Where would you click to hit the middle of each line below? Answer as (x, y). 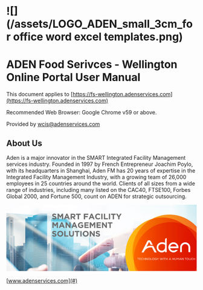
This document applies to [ (40, 94)
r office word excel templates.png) (95, 37)
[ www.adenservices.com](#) (42, 280)
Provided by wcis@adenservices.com (53, 124)
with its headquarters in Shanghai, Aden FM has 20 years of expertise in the (101, 170)
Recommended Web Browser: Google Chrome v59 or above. (82, 113)
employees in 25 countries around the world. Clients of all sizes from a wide (101, 183)
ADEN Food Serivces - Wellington (92, 64)
